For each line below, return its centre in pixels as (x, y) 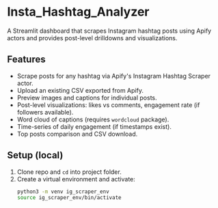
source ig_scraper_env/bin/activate (69, 198)
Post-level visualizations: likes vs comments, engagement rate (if (108, 105)
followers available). (45, 112)
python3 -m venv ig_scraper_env (63, 192)
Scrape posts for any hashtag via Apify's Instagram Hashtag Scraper (113, 76)
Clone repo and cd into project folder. (69, 172)
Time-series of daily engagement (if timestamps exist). (94, 126)
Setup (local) (35, 155)
